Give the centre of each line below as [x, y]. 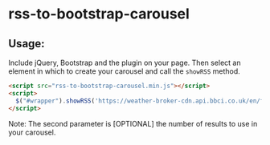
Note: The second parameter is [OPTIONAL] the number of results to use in [133, 123]
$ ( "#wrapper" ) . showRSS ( [55, 101]
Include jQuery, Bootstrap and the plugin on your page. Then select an [125, 62]
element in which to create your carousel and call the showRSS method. [125, 71]
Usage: [27, 44]
